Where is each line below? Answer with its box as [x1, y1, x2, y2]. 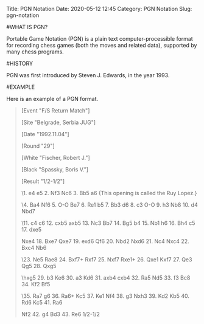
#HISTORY [6, 60, 33, 67]
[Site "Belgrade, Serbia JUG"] [21, 119, 96, 126]
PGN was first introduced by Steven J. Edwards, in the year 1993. [6, 72, 170, 78]
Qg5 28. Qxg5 [21, 263, 57, 269]
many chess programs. [6, 48, 64, 55]
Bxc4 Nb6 [21, 244, 47, 251]
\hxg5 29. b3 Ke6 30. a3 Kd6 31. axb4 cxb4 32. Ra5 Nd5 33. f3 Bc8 [21, 274, 191, 281]
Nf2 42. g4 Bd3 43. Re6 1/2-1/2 [21, 311, 100, 318]
